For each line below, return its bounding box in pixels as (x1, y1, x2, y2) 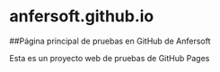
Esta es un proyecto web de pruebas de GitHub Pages (9, 52, 210, 63)
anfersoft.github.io (9, 6, 154, 27)
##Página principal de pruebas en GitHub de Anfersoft (9, 36, 211, 46)
